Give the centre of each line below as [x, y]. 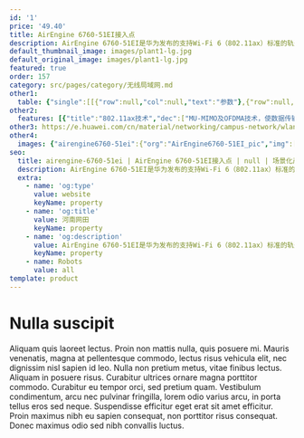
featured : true [38, 69]
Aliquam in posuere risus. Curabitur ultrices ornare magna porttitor [133, 377]
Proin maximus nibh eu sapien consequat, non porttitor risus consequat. [144, 415]
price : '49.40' [38, 26]
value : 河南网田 [61, 219]
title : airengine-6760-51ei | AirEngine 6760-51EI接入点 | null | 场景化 [155, 161]
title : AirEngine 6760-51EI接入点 [72, 34]
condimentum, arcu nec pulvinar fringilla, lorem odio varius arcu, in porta [145, 396]
